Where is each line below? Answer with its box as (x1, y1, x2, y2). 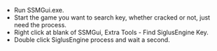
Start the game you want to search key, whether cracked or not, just (13, 13, 211, 22)
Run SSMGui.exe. (13, 6, 64, 14)
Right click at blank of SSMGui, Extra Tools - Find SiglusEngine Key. (13, 28, 209, 36)
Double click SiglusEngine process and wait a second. (13, 36, 170, 44)
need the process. (13, 21, 66, 29)
